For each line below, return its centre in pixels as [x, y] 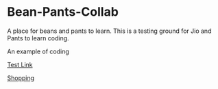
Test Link [20, 64]
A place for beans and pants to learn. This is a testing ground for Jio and [109, 31]
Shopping [21, 78]
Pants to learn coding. [38, 38]
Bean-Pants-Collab [63, 12]
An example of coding [38, 51]
